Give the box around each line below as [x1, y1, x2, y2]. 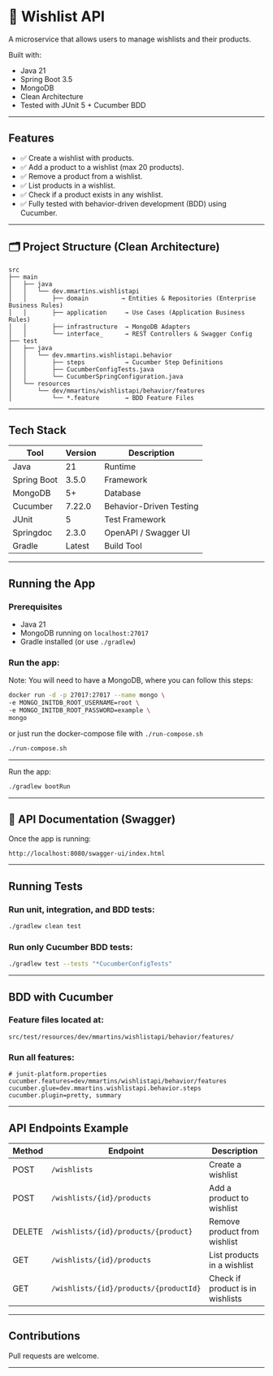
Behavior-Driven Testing [104, 501, 199, 512]
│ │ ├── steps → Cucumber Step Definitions [8, 358, 223, 367]
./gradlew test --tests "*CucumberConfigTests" [8, 960, 173, 968]
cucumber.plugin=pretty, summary [8, 1092, 122, 1100]
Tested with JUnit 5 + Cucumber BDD [19, 100, 146, 110]
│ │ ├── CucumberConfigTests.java [8, 365, 154, 373]
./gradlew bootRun [8, 782, 71, 791]
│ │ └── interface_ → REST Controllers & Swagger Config [8, 329, 253, 338]
